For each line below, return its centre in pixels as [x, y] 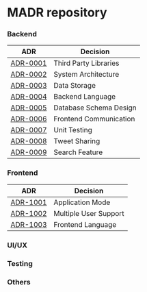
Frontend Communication [94, 119]
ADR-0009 [29, 152]
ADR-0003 [29, 86]
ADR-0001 [29, 63]
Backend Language [85, 97]
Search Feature [78, 152]
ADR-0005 [29, 108]
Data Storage [75, 86]
